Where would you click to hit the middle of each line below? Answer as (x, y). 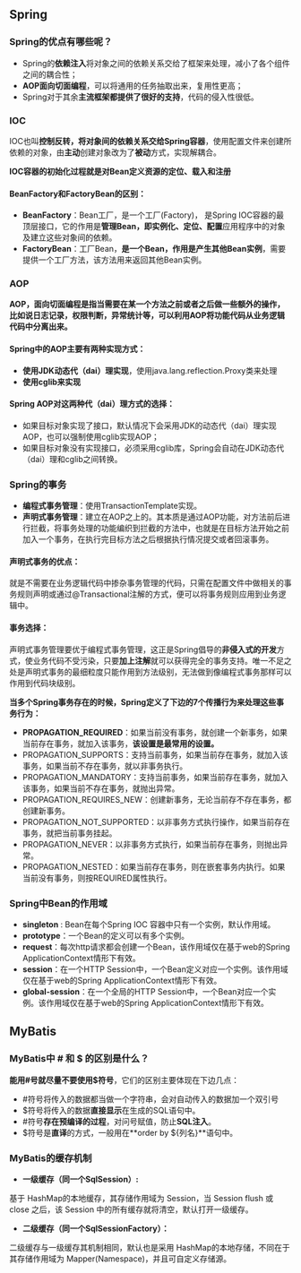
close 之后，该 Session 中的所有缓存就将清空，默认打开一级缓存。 (131, 1209)
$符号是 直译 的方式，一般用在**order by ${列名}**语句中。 (130, 1132)
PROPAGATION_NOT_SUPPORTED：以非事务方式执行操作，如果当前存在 (156, 821)
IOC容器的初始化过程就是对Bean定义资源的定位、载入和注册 (120, 171)
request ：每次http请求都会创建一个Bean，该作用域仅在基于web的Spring (156, 946)
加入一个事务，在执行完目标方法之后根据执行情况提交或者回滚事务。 (148, 539)
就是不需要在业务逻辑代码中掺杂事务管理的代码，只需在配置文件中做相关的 (146, 583)
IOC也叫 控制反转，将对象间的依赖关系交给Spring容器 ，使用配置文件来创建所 (150, 141)
